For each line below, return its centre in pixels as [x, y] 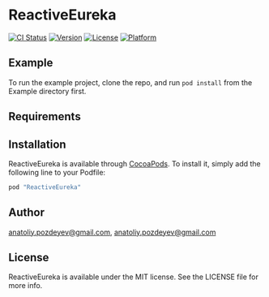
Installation [37, 144]
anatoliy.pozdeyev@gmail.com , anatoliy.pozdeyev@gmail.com [112, 232]
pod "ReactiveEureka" [45, 187]
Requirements [45, 116]
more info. [26, 286]
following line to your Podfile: [57, 172]
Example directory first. [47, 91]
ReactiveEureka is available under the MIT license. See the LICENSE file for [134, 277]
